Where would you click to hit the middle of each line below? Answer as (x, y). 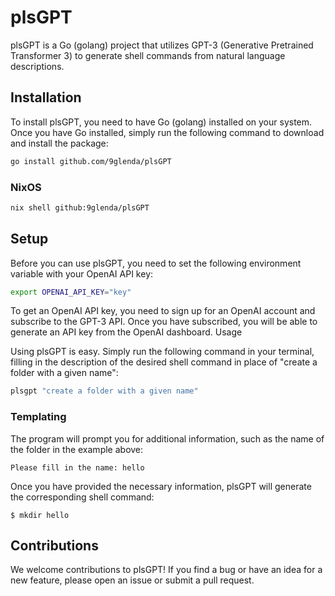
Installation (46, 97)
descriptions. (37, 66)
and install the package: (59, 143)
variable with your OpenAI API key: (82, 273)
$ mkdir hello (40, 515)
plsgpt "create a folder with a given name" (104, 391)
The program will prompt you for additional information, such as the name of (167, 438)
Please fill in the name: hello (77, 467)
